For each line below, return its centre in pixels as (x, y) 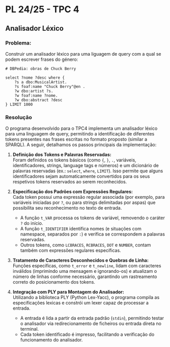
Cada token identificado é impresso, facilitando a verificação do (87, 334)
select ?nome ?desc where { (35, 78)
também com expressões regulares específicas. (70, 250)
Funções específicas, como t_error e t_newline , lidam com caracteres (87, 266)
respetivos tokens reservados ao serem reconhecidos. (70, 182)
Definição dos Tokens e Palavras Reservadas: (62, 155)
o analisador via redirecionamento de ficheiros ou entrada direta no (91, 323)
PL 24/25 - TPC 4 (42, 9)
